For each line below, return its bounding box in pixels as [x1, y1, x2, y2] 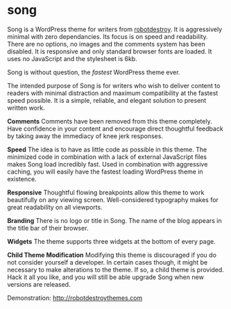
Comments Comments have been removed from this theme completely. [7, 117, 213, 125]
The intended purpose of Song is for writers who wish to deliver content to [7, 81, 221, 90]
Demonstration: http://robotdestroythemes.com [7, 294, 143, 302]
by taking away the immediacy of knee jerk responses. [7, 131, 163, 140]
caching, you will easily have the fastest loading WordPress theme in [7, 167, 203, 176]
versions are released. [7, 280, 71, 288]
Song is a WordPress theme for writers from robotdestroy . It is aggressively [7, 25, 223, 33]
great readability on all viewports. [7, 203, 103, 211]
